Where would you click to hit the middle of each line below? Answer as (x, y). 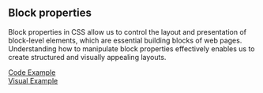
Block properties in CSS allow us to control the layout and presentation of (128, 32)
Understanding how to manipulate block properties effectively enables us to (131, 48)
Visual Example (33, 80)
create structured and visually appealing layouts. (87, 57)
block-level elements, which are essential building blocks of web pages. (125, 40)
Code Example (32, 72)
